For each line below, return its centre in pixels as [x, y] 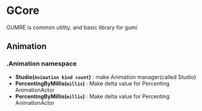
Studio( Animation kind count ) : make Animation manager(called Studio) [106, 77]
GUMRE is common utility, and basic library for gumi [72, 27]
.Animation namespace [42, 64]
